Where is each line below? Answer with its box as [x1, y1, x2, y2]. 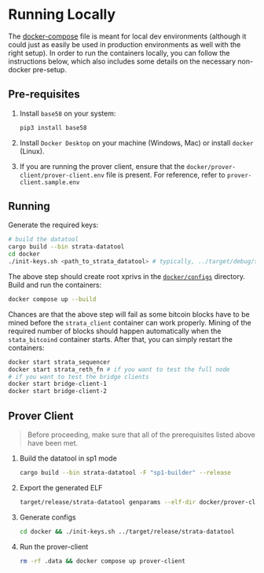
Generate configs [19, 512, 76, 522]
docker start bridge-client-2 [8, 388, 108, 395]
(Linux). [19, 146, 45, 156]
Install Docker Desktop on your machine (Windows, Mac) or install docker [19, 138, 254, 147]
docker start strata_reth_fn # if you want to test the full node [8, 365, 230, 373]
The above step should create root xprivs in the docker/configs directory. [8, 271, 246, 281]
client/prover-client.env [19, 171, 104, 179]
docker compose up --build [8, 295, 97, 303]
